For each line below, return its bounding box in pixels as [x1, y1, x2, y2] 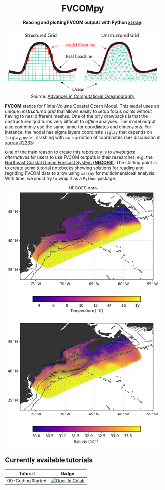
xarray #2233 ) [5, 140, 34, 146]
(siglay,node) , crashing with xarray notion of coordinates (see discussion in [5, 134, 161, 141]
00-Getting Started [7, 478, 47, 484]
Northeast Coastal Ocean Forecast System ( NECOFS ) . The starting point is [5, 160, 157, 166]
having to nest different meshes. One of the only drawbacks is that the [5, 113, 148, 119]
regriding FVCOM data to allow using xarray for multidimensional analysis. [5, 170, 156, 176]
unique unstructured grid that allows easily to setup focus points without [5, 108, 152, 114]
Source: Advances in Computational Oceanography [31, 93, 135, 99]
